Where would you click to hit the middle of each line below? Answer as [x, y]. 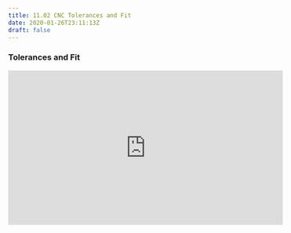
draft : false [29, 30]
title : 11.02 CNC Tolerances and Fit [70, 15]
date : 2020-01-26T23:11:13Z [54, 23]
